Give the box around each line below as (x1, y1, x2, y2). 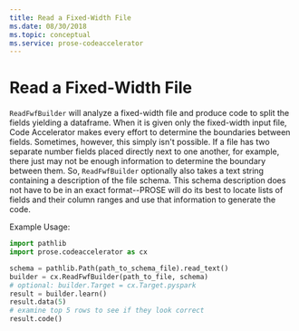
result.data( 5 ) (9, 297, 67, 307)
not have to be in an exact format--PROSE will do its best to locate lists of (9, 185, 284, 196)
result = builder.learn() (9, 289, 107, 298)
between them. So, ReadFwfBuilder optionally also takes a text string (9, 165, 265, 177)
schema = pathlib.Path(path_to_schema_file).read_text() (9, 264, 229, 273)
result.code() (9, 315, 63, 324)
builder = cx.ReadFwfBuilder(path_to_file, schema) (9, 272, 208, 281)
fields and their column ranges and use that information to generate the (9, 194, 276, 205)
